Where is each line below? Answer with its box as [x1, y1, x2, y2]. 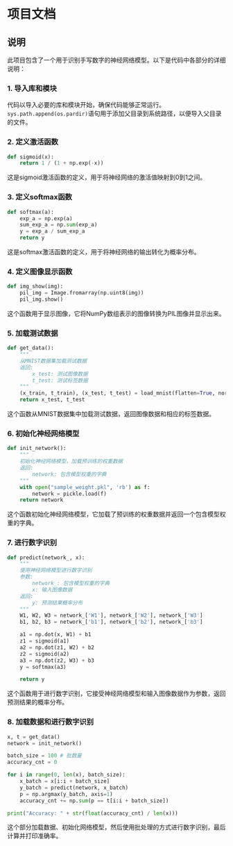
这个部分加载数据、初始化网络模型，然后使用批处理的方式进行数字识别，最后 [7, 823, 226, 831]
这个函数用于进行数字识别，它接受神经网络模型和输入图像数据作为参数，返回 [7, 689, 226, 698]
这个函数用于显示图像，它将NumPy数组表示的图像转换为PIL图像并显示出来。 [7, 309, 225, 317]
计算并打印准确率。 [7, 831, 62, 840]
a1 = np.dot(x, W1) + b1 [19, 631, 92, 638]
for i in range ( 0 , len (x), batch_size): [7, 772, 126, 779]
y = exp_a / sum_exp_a [19, 228, 85, 235]
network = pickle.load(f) [32, 490, 107, 497]
